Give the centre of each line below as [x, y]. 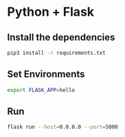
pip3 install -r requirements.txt [57, 53]
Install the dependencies [61, 37]
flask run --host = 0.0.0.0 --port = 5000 [62, 127]
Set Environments [46, 74]
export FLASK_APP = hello [41, 90]
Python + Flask [51, 12]
